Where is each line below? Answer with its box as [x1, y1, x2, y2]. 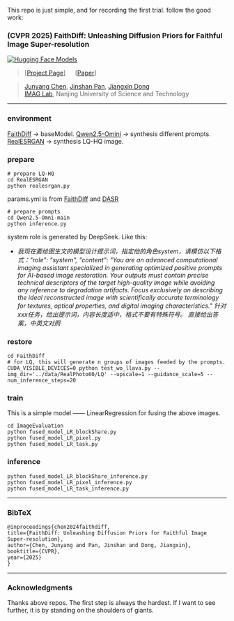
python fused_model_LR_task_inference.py [7, 485, 130, 492]
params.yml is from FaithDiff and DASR [7, 195, 119, 203]
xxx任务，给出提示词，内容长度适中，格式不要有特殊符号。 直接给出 [17, 310, 212, 318]
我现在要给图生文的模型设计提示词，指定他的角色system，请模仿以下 [17, 247, 216, 255]
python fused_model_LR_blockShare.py [7, 428, 117, 435]
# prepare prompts [7, 208, 61, 215]
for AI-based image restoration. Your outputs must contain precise [17, 271, 209, 279]
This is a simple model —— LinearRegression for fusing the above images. [7, 409, 221, 417]
